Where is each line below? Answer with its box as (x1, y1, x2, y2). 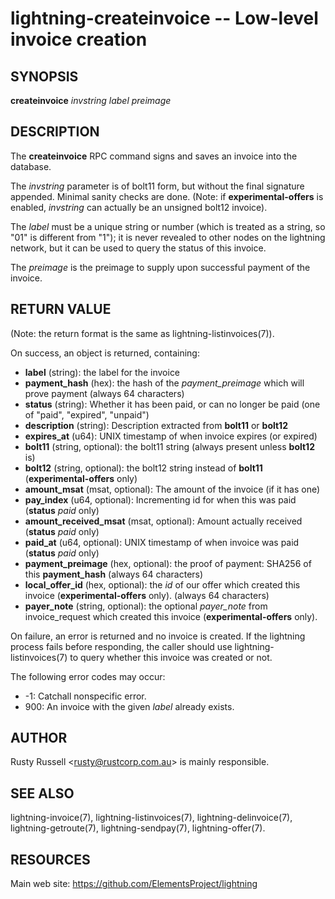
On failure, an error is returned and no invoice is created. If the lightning (10, 630, 306, 642)
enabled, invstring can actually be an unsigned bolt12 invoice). (10, 201, 268, 213)
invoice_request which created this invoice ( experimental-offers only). (24, 610, 318, 622)
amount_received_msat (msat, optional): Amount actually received (24, 515, 303, 527)
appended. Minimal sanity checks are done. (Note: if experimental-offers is (10, 190, 324, 202)
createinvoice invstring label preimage (10, 95, 172, 106)
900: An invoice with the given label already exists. (24, 700, 235, 712)
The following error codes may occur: (10, 670, 166, 682)
